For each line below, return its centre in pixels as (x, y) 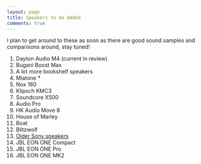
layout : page (23, 12)
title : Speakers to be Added (44, 18)
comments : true (26, 23)
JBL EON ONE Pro (38, 149)
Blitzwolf (27, 130)
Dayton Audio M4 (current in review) (62, 59)
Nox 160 (26, 84)
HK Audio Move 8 (38, 111)
